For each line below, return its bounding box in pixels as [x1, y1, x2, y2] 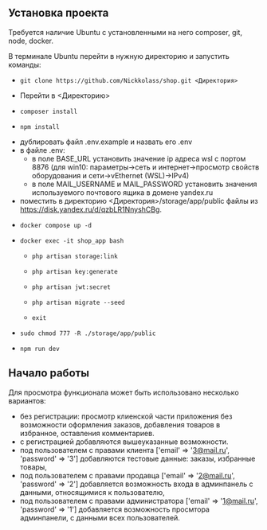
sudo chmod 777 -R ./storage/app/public [19, 329, 156, 337]
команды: [8, 60, 41, 69]
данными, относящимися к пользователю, [19, 487, 165, 497]
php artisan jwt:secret [31, 283, 112, 291]
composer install [19, 107, 78, 115]
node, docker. [8, 36, 54, 45]
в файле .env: [19, 145, 65, 154]
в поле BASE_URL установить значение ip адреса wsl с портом [31, 154, 246, 163]
